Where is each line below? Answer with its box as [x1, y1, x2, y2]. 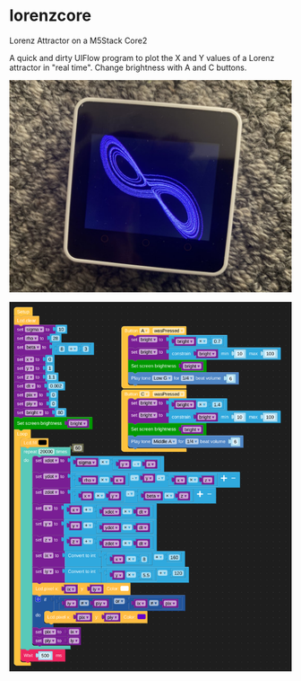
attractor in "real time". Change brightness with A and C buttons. [9, 62, 247, 73]
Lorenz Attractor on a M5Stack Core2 [9, 35, 148, 46]
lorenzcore [9, 5, 92, 26]
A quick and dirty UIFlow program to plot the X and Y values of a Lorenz [9, 52, 275, 63]
